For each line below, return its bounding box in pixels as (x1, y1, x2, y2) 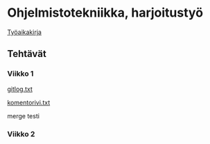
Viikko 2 (7, 129, 35, 138)
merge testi (7, 111, 40, 120)
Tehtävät (7, 48, 46, 60)
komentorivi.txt (7, 98, 51, 106)
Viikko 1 (7, 69, 34, 79)
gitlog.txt (7, 85, 33, 93)
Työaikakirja (7, 28, 42, 36)
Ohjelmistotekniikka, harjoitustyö (7, 5, 203, 21)
